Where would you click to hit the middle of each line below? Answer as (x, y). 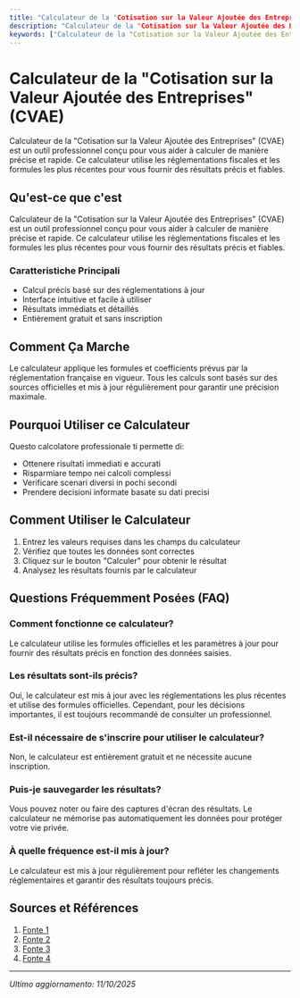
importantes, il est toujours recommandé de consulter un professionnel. (141, 714)
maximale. (28, 397)
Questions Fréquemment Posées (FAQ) (120, 598)
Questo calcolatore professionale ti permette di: (97, 447)
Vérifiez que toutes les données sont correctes (108, 551)
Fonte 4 (36, 958)
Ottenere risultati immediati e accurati (91, 464)
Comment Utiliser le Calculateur (100, 520)
